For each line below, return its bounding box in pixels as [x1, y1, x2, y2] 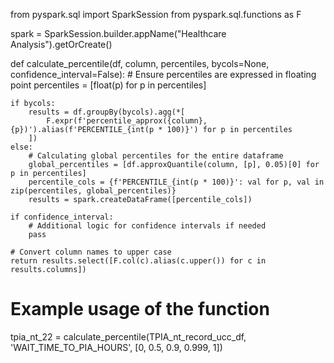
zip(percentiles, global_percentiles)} [10, 186, 177, 196]
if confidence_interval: [10, 212, 114, 222]
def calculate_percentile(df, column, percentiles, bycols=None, [10, 58, 270, 69]
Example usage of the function [10, 298, 270, 321]
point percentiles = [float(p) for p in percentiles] [10, 79, 207, 91]
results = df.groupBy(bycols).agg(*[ [28, 107, 186, 117]
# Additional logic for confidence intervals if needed [28, 221, 267, 231]
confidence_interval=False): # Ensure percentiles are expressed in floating [10, 69, 317, 80]
